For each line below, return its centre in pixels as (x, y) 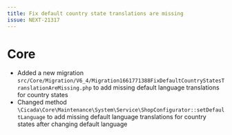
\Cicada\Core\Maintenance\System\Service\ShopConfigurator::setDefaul (121, 110)
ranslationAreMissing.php (54, 88)
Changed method (42, 102)
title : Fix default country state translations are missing (96, 13)
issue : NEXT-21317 (33, 20)
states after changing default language (72, 124)
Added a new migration (50, 73)
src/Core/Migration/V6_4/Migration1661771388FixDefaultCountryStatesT (121, 81)
